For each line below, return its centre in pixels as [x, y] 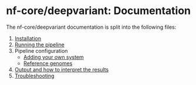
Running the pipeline [39, 45]
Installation [28, 38]
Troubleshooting [34, 76]
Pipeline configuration [41, 50]
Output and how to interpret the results [62, 69]
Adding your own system [53, 57]
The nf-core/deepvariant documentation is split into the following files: [91, 27]
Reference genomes [48, 63]
